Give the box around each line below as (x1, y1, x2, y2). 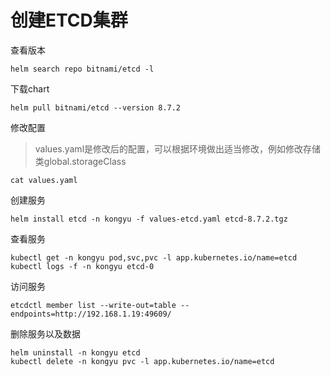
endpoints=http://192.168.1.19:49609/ (10, 309, 172, 319)
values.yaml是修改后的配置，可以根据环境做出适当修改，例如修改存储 (34, 142, 322, 155)
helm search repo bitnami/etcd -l (10, 64, 155, 74)
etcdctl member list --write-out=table (10, 300, 177, 310)
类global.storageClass (34, 155, 127, 167)
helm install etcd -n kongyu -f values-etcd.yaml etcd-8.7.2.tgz (10, 214, 288, 224)
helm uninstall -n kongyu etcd (10, 347, 141, 358)
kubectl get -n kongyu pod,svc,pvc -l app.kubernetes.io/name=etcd (10, 252, 298, 263)
